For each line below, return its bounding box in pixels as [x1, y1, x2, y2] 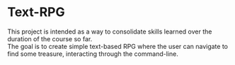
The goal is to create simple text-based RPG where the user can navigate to [7, 42, 229, 50]
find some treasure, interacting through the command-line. [7, 50, 178, 58]
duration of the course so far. [7, 34, 93, 43]
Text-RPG [7, 4, 65, 20]
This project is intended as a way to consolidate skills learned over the [7, 27, 212, 36]
